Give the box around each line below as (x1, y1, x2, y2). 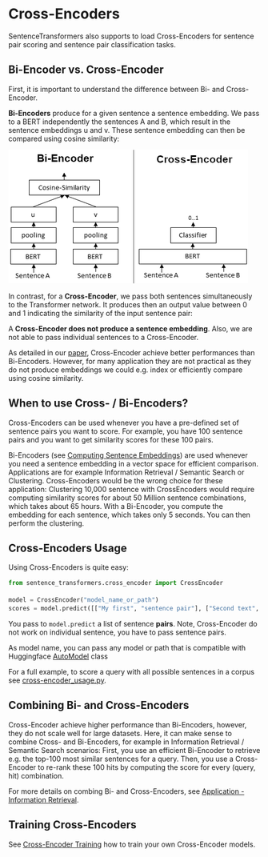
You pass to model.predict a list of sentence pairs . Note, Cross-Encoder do (8, 619, 258, 628)
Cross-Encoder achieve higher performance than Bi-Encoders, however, (8, 719, 247, 729)
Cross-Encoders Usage (8, 541, 127, 555)
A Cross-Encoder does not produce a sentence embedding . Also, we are (8, 323, 253, 333)
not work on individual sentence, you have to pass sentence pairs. (8, 627, 226, 637)
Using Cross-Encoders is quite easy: (8, 563, 130, 572)
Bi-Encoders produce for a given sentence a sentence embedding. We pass (8, 108, 260, 118)
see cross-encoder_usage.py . (8, 675, 106, 685)
